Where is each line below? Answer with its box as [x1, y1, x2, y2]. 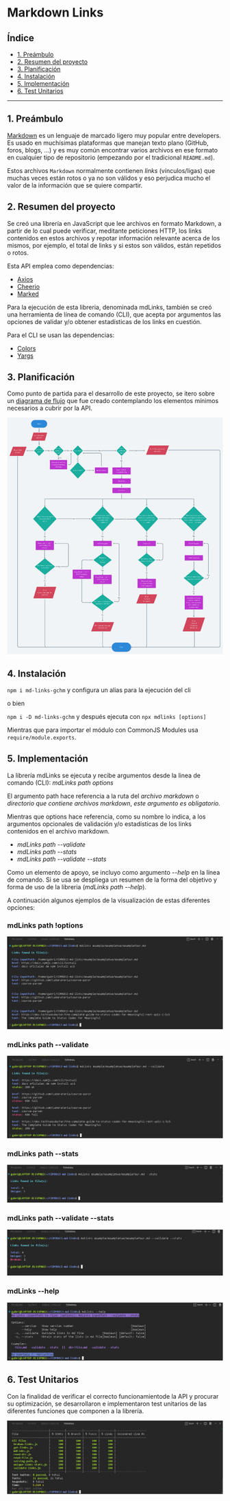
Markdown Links [7, 5, 104, 21]
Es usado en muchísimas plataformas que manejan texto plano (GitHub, [7, 139, 209, 147]
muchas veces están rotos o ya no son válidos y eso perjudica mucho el [7, 174, 211, 182]
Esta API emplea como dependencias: [7, 262, 114, 270]
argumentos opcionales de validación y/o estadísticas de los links [7, 819, 192, 828]
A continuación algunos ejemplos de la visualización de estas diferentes [7, 896, 210, 904]
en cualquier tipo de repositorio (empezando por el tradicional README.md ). [7, 153, 215, 161]
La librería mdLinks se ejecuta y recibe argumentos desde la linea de [7, 771, 201, 779]
